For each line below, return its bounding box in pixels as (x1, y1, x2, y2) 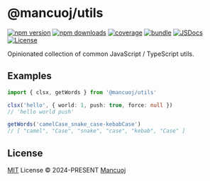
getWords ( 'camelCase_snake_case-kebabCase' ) (7, 121, 141, 128)
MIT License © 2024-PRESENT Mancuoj (7, 165, 126, 174)
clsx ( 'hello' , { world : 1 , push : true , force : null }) (7, 101, 173, 109)
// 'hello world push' (7, 108, 74, 115)
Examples (7, 70, 52, 82)
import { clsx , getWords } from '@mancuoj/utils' (7, 88, 157, 96)
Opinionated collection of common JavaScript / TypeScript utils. (7, 49, 194, 58)
